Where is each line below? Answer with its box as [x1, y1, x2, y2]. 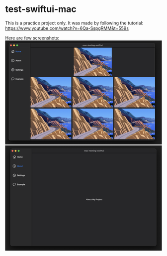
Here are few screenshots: [5, 35, 60, 41]
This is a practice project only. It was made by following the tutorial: [5, 20, 144, 26]
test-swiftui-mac [5, 3, 77, 15]
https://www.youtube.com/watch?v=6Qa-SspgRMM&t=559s [5, 25, 129, 31]
